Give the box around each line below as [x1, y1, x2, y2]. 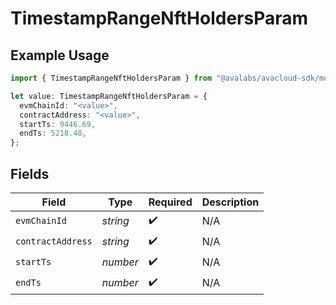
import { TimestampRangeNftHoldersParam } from [10, 73, 213, 83]
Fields [10, 165, 50, 182]
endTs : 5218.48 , [19, 128, 87, 139]
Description [201, 195, 260, 209]
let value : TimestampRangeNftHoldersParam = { [10, 91, 208, 101]
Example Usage [10, 47, 110, 64]
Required [148, 195, 193, 209]
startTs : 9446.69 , [19, 119, 97, 129]
